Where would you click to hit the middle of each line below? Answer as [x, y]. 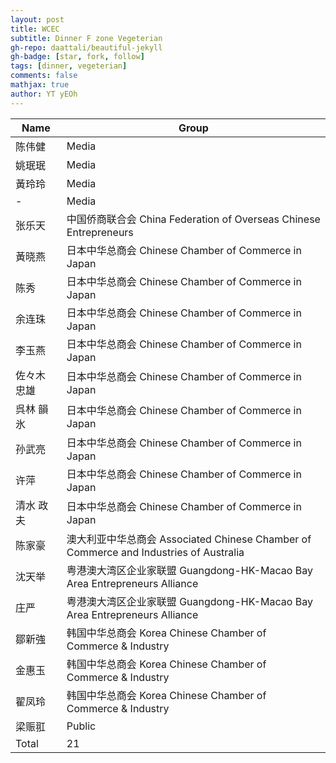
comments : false [44, 76]
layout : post [37, 19]
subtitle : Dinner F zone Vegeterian [86, 38]
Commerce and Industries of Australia [155, 552]
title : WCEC [35, 29]
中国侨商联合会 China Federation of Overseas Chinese [193, 219]
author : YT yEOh [44, 94]
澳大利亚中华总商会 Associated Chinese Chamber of [189, 539]
